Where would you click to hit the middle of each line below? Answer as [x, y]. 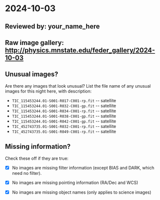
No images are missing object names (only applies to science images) [81, 192]
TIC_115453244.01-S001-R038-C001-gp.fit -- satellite [64, 116]
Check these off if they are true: [37, 158]
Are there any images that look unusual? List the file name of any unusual [78, 86]
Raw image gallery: [35, 42]
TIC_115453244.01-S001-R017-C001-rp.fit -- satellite [64, 100]
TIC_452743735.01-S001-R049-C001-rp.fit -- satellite [64, 131]
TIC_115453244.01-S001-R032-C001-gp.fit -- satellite [64, 106]
